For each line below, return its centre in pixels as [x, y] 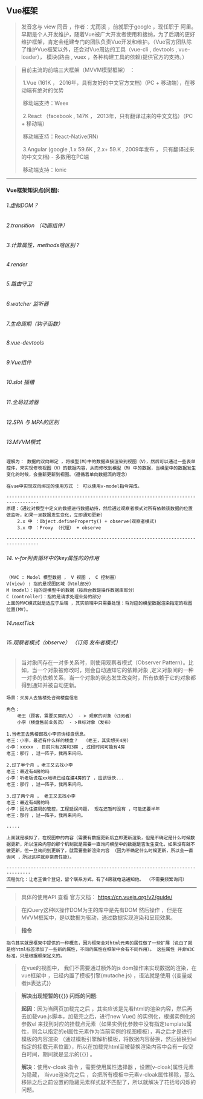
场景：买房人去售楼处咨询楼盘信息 [42, 698]
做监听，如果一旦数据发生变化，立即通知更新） [56, 515]
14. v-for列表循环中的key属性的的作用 [53, 558]
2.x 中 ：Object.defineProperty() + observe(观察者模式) [87, 521]
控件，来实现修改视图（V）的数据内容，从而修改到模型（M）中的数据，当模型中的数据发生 [101, 468]
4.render [17, 264]
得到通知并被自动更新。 [50, 685]
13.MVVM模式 [24, 442]
